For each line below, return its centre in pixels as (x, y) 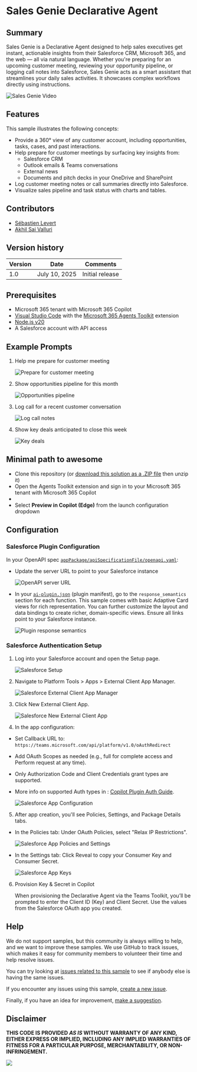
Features (23, 114)
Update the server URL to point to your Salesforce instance (86, 571)
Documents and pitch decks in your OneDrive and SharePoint (98, 178)
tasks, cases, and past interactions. (58, 146)
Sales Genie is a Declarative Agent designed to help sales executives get (94, 47)
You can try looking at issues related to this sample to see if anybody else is (98, 971)
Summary (24, 33)
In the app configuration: (45, 727)
